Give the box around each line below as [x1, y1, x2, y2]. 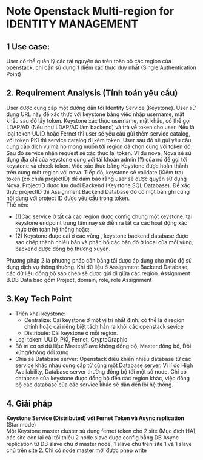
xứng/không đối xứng [15, 348, 69, 356]
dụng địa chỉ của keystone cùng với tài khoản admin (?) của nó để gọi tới [6, 156, 188, 163]
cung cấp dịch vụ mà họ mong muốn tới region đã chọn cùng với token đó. [6, 143, 193, 150]
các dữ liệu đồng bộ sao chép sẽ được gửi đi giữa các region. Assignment [6, 269, 191, 277]
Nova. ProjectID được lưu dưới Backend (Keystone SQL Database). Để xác [6, 181, 190, 189]
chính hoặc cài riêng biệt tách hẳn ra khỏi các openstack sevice [24, 323, 184, 330]
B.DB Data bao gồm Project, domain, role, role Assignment [6, 276, 152, 283]
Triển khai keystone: [15, 310, 66, 317]
